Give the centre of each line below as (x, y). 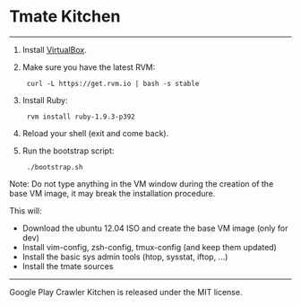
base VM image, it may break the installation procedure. (112, 193)
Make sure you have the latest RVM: (89, 67)
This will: (26, 210)
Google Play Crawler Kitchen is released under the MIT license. (126, 292)
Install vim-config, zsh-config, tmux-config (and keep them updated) (150, 247)
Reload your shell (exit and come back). (95, 133)
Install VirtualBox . (55, 49)
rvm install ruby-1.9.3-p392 (81, 117)
